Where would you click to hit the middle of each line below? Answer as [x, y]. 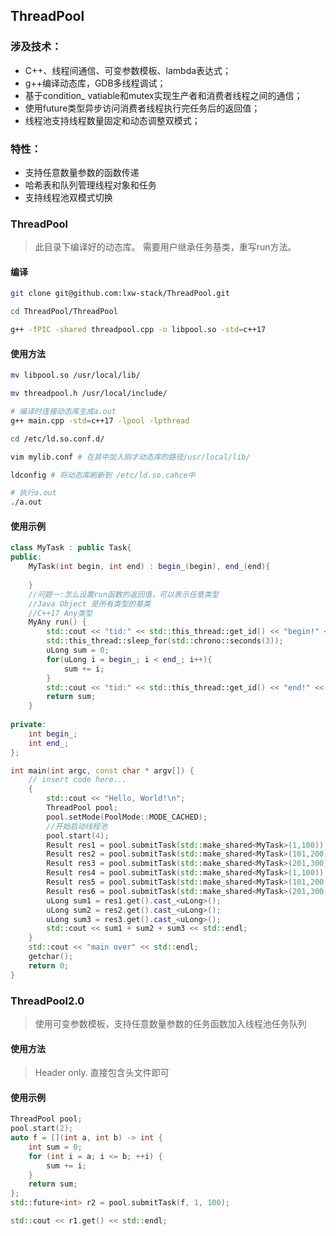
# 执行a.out [33, 493]
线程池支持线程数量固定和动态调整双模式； [112, 120]
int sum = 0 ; [55, 1147]
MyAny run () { [57, 622]
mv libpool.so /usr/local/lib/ [75, 375]
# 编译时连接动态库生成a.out [63, 412]
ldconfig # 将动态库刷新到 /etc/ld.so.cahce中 [103, 475]
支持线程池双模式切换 [68, 197]
